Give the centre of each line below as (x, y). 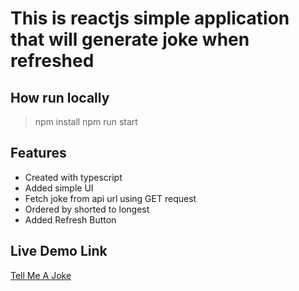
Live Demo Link (59, 251)
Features (38, 153)
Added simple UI (59, 188)
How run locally (60, 97)
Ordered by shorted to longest (87, 209)
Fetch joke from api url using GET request (110, 198)
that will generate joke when (130, 39)
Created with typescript (73, 177)
